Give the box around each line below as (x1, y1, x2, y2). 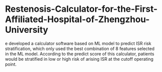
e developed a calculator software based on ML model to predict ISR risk (5, 40, 151, 46)
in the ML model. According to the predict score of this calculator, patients (5, 50, 155, 57)
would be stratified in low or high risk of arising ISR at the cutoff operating (5, 56, 154, 62)
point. (5, 61, 17, 67)
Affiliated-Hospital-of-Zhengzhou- (5, 14, 150, 25)
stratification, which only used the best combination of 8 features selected (5, 46, 155, 51)
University (5, 24, 48, 35)
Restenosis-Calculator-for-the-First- (5, 3, 158, 15)
